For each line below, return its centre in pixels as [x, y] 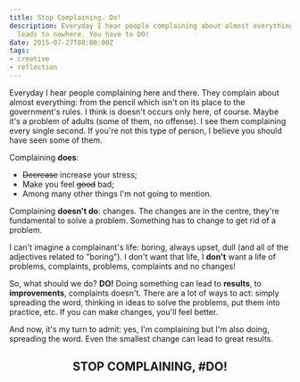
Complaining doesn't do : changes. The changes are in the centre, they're [144, 211]
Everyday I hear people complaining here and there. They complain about [144, 92]
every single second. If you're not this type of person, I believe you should [146, 130]
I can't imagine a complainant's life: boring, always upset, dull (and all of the [149, 247]
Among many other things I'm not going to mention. [117, 194]
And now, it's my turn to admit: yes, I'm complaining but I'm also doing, [139, 329]
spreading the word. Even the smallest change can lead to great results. [142, 338]
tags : [19, 51]
